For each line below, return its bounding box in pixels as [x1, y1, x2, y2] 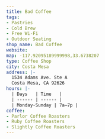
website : [6, 47, 28, 53]
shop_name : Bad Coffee [6, 42, 62, 48]
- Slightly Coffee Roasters [6, 124, 76, 130]
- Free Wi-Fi [6, 31, 39, 37]
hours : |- [6, 86, 31, 92]
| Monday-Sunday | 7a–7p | [11, 102, 78, 108]
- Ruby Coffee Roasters [6, 119, 65, 125]
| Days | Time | [11, 91, 62, 97]
